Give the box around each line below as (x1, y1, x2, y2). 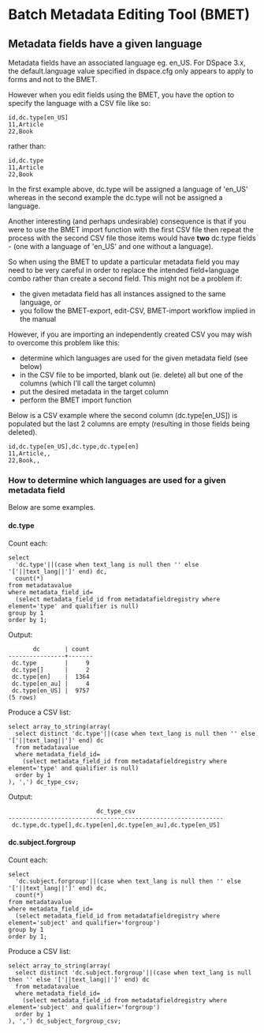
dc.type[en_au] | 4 (11, 680, 90, 688)
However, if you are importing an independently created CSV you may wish (8, 330, 252, 339)
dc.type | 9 (11, 658, 90, 667)
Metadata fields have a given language (8, 37, 203, 51)
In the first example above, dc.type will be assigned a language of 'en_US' (8, 184, 248, 194)
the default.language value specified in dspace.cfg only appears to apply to (8, 66, 254, 76)
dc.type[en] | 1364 (11, 673, 90, 680)
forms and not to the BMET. (8, 75, 98, 84)
